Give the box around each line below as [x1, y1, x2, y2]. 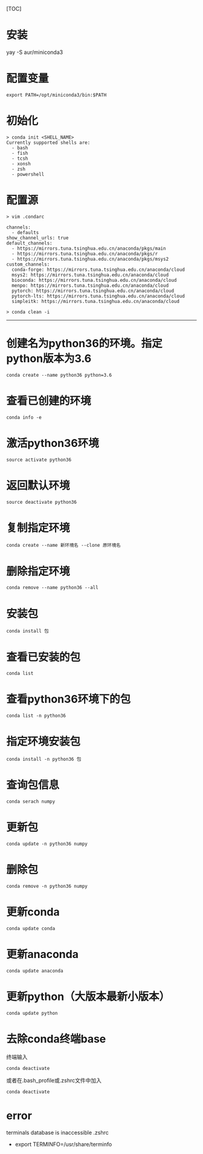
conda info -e [6, 414, 42, 420]
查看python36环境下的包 [6, 693, 131, 706]
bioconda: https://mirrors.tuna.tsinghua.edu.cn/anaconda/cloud [11, 277, 177, 283]
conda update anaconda [6, 968, 63, 974]
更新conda [6, 905, 60, 919]
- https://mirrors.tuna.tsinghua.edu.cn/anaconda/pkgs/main [11, 245, 166, 252]
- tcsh [11, 155, 28, 161]
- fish [11, 150, 28, 156]
